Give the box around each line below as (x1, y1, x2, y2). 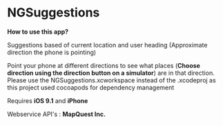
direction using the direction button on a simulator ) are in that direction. (7, 69, 215, 77)
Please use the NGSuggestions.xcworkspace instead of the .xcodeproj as (7, 76, 216, 84)
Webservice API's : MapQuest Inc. (7, 110, 106, 118)
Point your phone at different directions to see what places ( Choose (7, 61, 200, 69)
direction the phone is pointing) (7, 48, 97, 56)
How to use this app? (7, 27, 69, 36)
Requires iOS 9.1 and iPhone (7, 96, 88, 104)
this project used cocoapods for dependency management (7, 83, 175, 91)
